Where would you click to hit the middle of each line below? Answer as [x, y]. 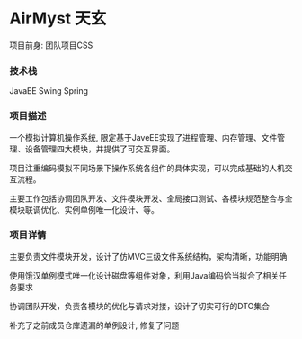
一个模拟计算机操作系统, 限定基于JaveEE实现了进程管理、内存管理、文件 [143, 137]
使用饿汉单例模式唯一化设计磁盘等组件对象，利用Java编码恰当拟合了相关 [144, 275]
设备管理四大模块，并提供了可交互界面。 [100, 149]
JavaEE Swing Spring [49, 91]
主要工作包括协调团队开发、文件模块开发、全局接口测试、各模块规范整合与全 [151, 198]
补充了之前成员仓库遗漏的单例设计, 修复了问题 [94, 325]
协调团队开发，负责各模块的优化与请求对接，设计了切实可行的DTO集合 [140, 306]
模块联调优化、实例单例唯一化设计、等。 [84, 209]
